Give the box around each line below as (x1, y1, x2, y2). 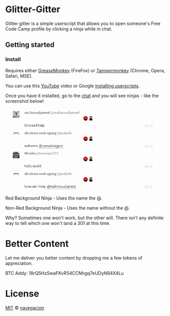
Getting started (5, 41, 55, 49)
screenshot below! (5, 98, 44, 104)
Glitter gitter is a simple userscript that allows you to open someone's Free (5, 20, 161, 26)
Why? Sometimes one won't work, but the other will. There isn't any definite (5, 215, 164, 221)
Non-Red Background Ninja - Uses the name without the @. (5, 205, 130, 211)
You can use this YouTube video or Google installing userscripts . (5, 82, 140, 89)
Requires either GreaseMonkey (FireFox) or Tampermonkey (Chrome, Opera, (5, 67, 165, 73)
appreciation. (5, 260, 33, 266)
